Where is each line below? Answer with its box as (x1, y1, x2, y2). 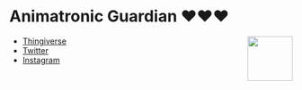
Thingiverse (22, 36, 67, 46)
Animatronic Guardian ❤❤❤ (9, 6, 229, 27)
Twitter (22, 45, 49, 55)
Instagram (22, 54, 60, 65)
